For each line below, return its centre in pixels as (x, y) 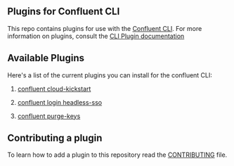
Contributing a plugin (55, 138)
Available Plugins (46, 58)
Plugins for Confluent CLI (64, 12)
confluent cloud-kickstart (54, 89)
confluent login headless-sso (60, 102)
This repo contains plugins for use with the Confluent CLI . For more (105, 28)
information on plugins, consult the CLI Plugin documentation (96, 36)
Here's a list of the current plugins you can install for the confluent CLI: (110, 75)
